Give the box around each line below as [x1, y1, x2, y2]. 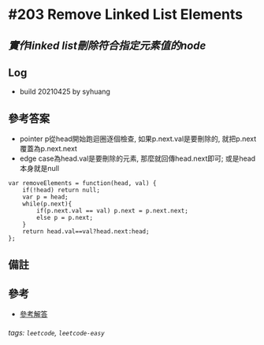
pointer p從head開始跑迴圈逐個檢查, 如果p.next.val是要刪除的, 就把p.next [19, 134, 257, 143]
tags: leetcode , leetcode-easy [8, 328, 105, 337]
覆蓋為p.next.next [19, 144, 77, 154]
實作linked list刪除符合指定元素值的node [8, 39, 206, 52]
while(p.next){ [22, 200, 73, 208]
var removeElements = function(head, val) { [8, 180, 157, 187]
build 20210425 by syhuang [19, 87, 110, 96]
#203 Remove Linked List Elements [8, 6, 244, 24]
